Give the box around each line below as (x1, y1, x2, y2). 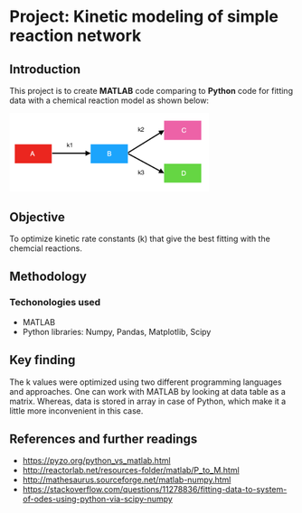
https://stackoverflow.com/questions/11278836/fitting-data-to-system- (22, 484, 288, 495)
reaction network (9, 25, 142, 46)
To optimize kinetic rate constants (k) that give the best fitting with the (9, 233, 271, 245)
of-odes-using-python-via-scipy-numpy (22, 494, 174, 505)
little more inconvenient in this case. (9, 405, 144, 416)
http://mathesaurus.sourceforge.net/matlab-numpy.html (22, 474, 231, 485)
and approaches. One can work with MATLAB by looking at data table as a (9, 386, 287, 396)
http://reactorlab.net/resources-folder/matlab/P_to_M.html (22, 465, 240, 476)
